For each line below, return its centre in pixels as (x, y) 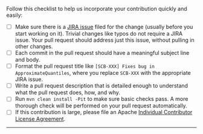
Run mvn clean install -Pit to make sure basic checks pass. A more (101, 99)
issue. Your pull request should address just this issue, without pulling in (105, 40)
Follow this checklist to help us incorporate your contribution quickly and (97, 9)
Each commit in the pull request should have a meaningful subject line (102, 53)
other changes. (34, 46)
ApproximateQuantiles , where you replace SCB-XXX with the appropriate (103, 73)
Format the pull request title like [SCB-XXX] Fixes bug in (85, 66)
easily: (14, 15)
